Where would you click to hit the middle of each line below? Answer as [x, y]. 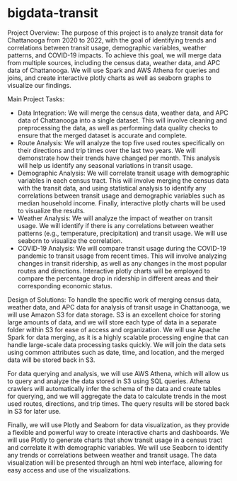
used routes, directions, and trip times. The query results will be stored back [118, 403]
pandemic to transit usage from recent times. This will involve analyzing [122, 256]
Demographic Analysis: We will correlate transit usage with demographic [123, 173]
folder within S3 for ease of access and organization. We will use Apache [114, 329]
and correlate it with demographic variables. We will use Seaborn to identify [118, 447]
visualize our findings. [40, 85]
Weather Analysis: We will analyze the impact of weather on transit [115, 218]
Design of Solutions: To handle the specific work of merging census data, [114, 300]
